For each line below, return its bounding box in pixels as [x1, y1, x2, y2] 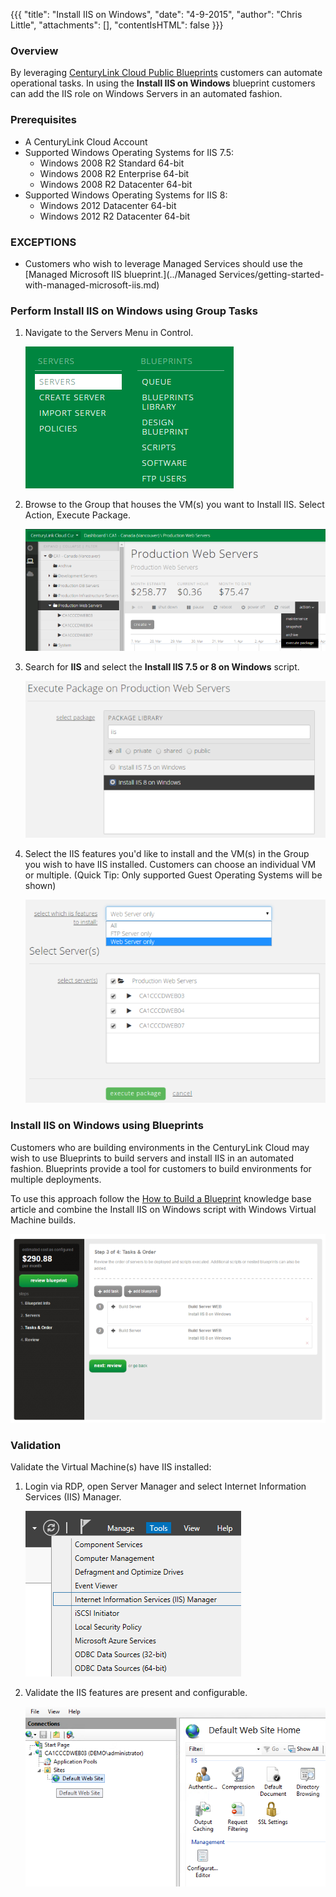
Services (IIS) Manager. [24, 1491, 122, 1503]
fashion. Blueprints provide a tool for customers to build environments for [10, 1162, 312, 1174]
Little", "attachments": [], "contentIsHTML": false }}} [10, 19, 224, 31]
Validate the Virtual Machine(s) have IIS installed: [10, 1461, 212, 1473]
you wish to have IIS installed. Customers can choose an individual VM [24, 859, 317, 871]
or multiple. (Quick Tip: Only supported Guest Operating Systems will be [24, 869, 323, 881]
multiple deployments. [10, 1173, 102, 1185]
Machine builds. [10, 1214, 77, 1226]
